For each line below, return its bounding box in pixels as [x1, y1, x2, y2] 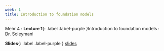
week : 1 [5, 7, 21, 12]
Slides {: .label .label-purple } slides [5, 40, 77, 46]
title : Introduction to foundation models [5, 12, 94, 17]
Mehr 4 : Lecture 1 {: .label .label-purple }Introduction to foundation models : [5, 25, 160, 31]
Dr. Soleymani [5, 31, 34, 37]
